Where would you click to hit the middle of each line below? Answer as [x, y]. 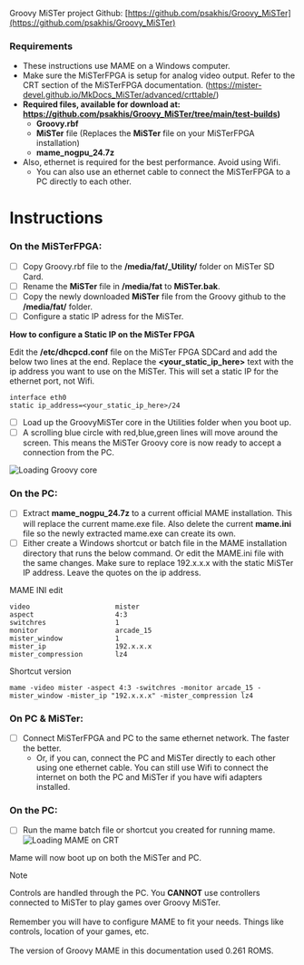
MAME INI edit [36, 590]
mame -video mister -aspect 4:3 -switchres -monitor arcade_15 [132, 687]
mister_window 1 [64, 638]
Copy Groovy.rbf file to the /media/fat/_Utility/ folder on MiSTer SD [148, 266]
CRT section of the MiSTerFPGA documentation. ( [115, 85]
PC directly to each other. [83, 181]
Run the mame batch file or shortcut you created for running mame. [149, 830]
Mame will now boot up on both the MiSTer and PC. [106, 858]
